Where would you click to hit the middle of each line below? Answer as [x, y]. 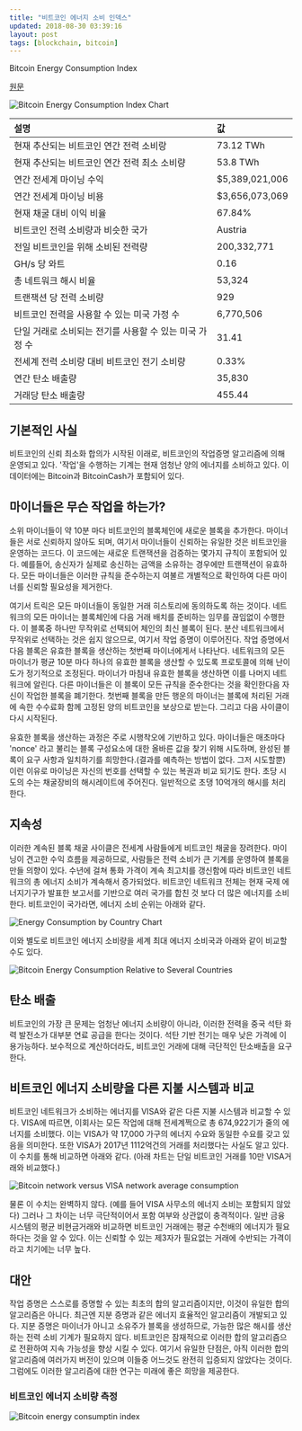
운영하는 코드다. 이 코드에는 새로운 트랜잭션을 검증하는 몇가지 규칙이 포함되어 [144, 553]
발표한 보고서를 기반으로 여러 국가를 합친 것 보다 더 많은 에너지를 [160, 893]
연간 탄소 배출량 [45, 378]
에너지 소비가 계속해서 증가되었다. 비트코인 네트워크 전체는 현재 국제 [161, 881]
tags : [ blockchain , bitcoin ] [64, 43]
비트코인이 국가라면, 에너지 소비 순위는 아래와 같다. [117, 903]
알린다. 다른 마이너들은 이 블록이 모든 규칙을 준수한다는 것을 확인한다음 [156, 684]
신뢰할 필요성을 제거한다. [69, 586]
